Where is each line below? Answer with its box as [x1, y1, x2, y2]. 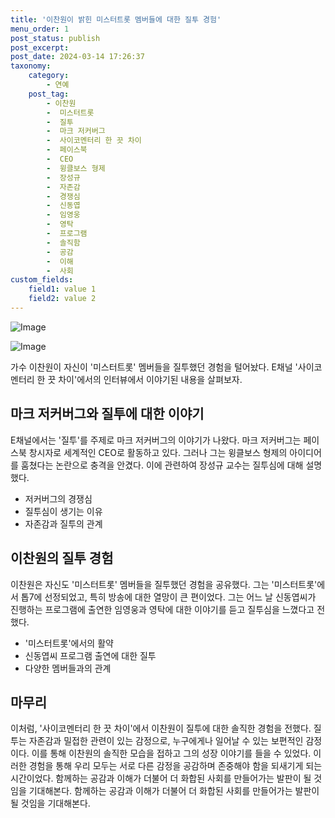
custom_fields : [10, 275, 74, 285]
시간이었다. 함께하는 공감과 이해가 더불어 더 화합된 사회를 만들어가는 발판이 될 [10, 772, 312, 785]
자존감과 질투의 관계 [24, 517, 103, 530]
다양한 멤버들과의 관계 [24, 662, 112, 674]
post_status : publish [10, 33, 101, 43]
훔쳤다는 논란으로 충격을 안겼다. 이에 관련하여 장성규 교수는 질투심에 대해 [20, 459, 304, 471]
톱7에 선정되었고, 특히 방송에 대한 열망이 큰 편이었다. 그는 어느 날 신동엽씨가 [20, 591, 317, 603]
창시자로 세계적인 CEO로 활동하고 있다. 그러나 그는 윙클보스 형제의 [28, 446, 288, 458]
